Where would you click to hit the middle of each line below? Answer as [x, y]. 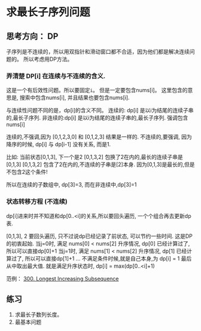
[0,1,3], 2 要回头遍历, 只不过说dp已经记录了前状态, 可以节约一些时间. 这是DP [100, 236]
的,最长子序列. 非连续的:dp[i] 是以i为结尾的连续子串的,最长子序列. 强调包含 [97, 118]
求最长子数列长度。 [39, 315]
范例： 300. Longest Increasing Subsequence [63, 278]
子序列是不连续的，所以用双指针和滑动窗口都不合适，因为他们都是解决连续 [98, 52]
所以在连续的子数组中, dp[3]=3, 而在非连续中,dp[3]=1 [71, 185]
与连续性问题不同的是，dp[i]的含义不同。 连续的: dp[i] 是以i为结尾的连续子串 [100, 111]
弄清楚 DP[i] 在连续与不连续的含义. [56, 76]
